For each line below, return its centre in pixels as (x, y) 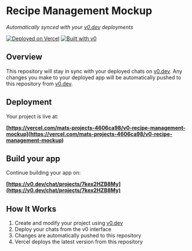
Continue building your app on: (43, 173)
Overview (24, 57)
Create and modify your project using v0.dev (69, 223)
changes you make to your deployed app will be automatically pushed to (94, 77)
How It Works (31, 209)
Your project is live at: (32, 116)
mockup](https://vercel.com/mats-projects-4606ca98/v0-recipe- (89, 134)
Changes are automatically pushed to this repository (78, 236)
